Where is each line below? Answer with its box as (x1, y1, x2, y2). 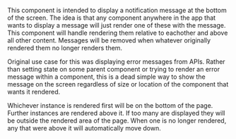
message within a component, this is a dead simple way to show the (7, 72, 206, 81)
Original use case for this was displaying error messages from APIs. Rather (7, 57, 225, 66)
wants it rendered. (7, 88, 61, 96)
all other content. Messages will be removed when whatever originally (7, 36, 211, 45)
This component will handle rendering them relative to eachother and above (7, 28, 228, 37)
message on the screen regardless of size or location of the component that (7, 80, 229, 88)
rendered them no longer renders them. (7, 44, 122, 52)
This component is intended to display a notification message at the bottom (7, 6, 228, 14)
